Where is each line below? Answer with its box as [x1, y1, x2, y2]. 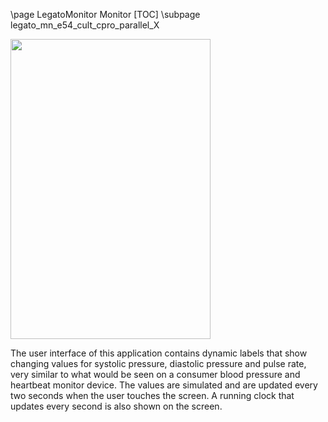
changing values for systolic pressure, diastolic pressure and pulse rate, [10, 358, 307, 369]
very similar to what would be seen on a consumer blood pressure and [10, 369, 301, 380]
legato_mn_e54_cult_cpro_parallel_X [10, 19, 160, 31]
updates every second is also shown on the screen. [10, 400, 223, 412]
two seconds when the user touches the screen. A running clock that [10, 390, 295, 401]
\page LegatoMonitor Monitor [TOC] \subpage [10, 9, 201, 20]
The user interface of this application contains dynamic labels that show [10, 347, 308, 359]
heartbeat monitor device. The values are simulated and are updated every [10, 379, 318, 391]
